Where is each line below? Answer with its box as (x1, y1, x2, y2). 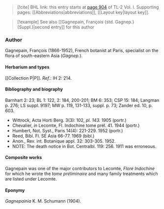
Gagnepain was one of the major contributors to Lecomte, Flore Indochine (5, 165, 155, 171)
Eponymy (5, 187, 25, 193)
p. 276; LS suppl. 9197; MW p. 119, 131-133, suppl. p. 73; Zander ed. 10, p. (5, 102, 153, 108)
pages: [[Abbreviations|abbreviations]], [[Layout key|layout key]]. (17, 9, 150, 15)
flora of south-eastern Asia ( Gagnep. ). (5, 53, 82, 59)
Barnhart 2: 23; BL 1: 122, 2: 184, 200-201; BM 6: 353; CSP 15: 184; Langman (5, 97, 160, 103)
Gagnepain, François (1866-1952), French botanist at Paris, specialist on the (5, 48, 159, 54)
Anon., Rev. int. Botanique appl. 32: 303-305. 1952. (12, 138, 116, 144)
